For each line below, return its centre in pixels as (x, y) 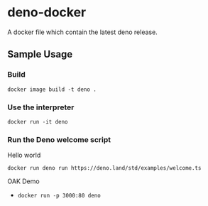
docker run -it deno (38, 121)
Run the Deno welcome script (59, 139)
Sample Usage (40, 54)
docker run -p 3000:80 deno (59, 196)
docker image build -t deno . (52, 90)
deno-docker (47, 12)
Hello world (24, 155)
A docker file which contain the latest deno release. (82, 32)
